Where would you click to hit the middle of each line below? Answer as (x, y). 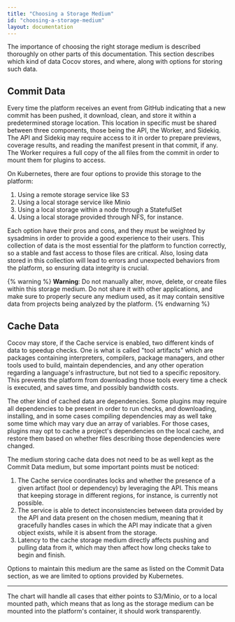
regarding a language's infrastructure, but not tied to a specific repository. (114, 373)
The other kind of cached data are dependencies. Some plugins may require (117, 401)
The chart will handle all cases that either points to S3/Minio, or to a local (112, 596)
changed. (21, 446)
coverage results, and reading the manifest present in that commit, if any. (113, 145)
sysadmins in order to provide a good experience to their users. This (106, 238)
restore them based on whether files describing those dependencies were (114, 438)
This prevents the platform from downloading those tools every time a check (117, 380)
